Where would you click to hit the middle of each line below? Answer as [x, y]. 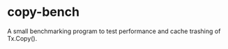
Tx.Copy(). [22, 38]
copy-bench [44, 12]
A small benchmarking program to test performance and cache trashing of [114, 31]
